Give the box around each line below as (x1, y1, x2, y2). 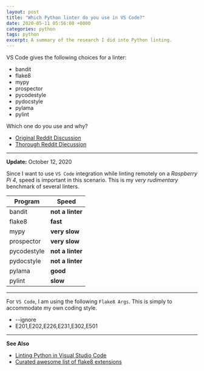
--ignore (15, 316, 36, 323)
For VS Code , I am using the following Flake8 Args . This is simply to (6, 298, 172, 305)
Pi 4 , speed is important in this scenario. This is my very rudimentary (6, 177, 178, 183)
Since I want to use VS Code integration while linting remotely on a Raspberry (6, 170, 198, 177)
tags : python (6, 32, 39, 38)
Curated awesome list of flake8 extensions (15, 358, 123, 365)
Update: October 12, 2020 (6, 158, 72, 165)
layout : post (6, 9, 39, 15)
